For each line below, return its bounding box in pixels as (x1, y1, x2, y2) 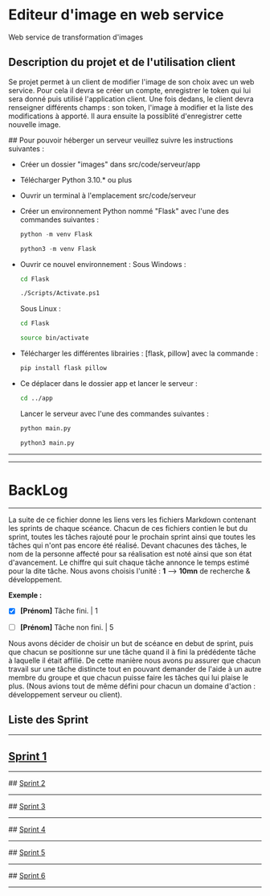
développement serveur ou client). (8, 689, 123, 699)
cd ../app (19, 394, 54, 402)
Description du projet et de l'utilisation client (8, 55, 235, 69)
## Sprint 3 (8, 802, 46, 812)
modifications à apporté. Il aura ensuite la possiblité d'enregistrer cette (8, 111, 243, 121)
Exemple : (8, 590, 43, 600)
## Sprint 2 (8, 779, 46, 788)
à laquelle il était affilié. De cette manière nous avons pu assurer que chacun (8, 656, 261, 665)
